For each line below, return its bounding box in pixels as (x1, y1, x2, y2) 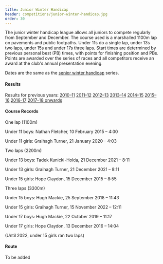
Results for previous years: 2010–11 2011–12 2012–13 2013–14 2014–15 (5, 92, 144, 98)
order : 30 (5, 16, 25, 21)
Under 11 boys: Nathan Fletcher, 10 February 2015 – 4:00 (5, 129, 118, 134)
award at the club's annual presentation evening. (5, 60, 103, 66)
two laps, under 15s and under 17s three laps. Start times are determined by (5, 45, 157, 51)
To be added (5, 254, 31, 260)
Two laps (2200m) (5, 147, 42, 153)
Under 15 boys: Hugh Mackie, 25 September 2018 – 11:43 (5, 194, 119, 200)
